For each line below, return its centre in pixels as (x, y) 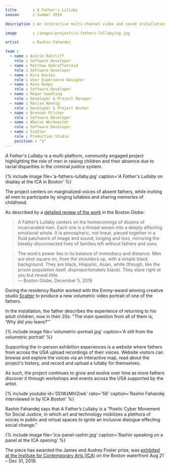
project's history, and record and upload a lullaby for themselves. (73, 363)
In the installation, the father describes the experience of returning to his (81, 311)
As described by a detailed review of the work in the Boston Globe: (75, 212)
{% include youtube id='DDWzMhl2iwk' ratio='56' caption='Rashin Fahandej (85, 393)
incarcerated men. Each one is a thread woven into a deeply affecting (90, 227)
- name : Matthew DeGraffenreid (44, 66)
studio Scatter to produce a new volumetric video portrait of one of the (79, 296)
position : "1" (30, 141)
